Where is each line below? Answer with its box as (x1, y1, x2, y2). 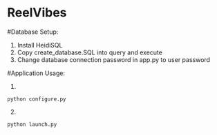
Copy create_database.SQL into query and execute (17, 48, 162, 56)
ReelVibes (7, 5, 67, 21)
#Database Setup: (7, 28, 59, 36)
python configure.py (7, 95, 67, 103)
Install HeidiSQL (17, 41, 63, 49)
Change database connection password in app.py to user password (17, 55, 211, 63)
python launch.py (7, 121, 57, 128)
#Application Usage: (7, 69, 66, 77)
